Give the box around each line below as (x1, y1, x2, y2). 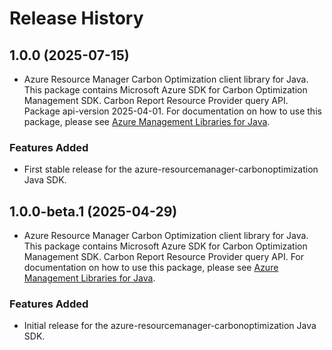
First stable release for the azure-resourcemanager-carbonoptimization (23, 163, 319, 176)
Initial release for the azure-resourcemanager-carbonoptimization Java (23, 320, 317, 332)
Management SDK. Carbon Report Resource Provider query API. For (23, 251, 305, 263)
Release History (9, 7, 144, 30)
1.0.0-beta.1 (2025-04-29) (9, 203, 178, 220)
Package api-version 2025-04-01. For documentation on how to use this (23, 105, 322, 117)
